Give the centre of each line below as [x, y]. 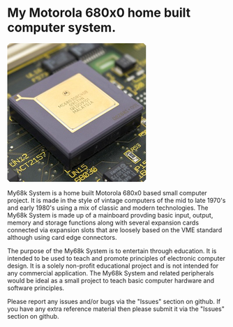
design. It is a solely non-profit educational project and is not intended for [113, 266]
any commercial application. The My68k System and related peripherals [111, 273]
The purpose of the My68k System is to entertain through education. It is [112, 251]
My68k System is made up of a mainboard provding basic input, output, [110, 215]
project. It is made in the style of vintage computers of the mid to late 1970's [116, 200]
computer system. [62, 28]
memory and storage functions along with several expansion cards [103, 222]
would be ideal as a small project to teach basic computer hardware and [111, 280]
